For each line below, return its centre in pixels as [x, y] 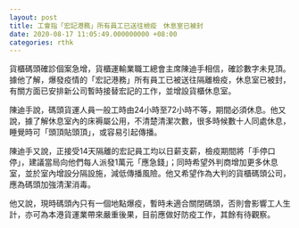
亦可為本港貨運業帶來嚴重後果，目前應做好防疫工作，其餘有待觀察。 [149, 215]
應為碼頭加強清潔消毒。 [52, 184]
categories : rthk [42, 42]
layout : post [33, 17]
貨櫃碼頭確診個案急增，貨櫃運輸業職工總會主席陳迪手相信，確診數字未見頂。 [150, 69]
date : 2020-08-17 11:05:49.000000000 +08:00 [93, 34]
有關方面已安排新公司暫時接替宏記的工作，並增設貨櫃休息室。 [123, 91]
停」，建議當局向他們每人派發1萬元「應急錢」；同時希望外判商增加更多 [136, 162]
